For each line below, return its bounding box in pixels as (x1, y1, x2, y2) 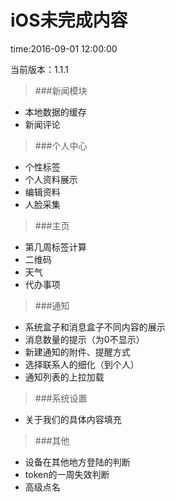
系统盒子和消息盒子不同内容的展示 (24, 321, 166, 333)
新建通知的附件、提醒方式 (24, 346, 131, 358)
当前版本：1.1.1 (10, 63, 69, 75)
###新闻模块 (34, 84, 88, 96)
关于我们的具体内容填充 (24, 413, 122, 425)
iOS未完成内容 (10, 9, 128, 32)
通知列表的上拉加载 (24, 371, 105, 383)
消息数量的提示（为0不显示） (24, 333, 145, 345)
